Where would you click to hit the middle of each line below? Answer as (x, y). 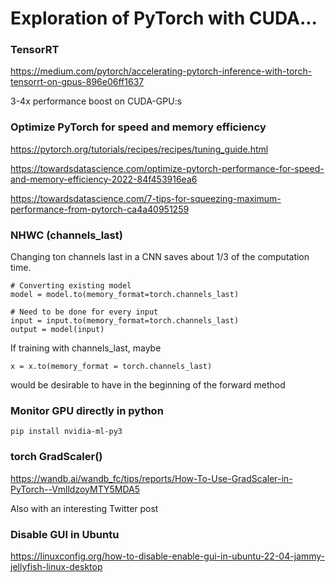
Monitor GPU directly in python (87, 410)
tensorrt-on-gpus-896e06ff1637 (77, 82)
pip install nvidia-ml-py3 (66, 432)
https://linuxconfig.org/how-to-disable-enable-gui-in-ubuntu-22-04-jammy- (167, 556)
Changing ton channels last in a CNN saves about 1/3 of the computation (160, 257)
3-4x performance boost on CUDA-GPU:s (96, 101)
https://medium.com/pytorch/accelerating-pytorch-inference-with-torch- (161, 71)
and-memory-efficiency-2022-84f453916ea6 (104, 179)
